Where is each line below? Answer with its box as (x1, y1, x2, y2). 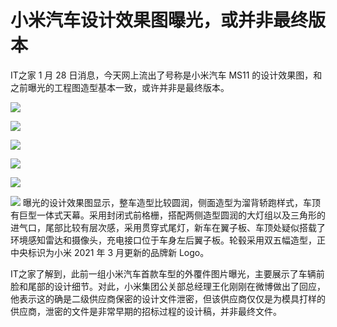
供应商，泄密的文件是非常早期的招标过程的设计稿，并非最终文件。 (10, 305, 282, 317)
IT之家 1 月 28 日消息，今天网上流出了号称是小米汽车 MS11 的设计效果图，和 (10, 69, 323, 81)
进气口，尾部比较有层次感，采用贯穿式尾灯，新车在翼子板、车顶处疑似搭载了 (10, 221, 326, 233)
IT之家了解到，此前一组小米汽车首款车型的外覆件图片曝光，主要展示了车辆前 (10, 267, 325, 280)
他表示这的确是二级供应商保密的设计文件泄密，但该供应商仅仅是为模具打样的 (10, 292, 326, 305)
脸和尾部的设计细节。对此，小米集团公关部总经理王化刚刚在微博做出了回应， (10, 280, 326, 292)
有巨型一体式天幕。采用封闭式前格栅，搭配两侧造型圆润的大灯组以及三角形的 (10, 209, 326, 221)
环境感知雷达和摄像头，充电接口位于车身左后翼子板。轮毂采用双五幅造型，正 (10, 234, 326, 246)
